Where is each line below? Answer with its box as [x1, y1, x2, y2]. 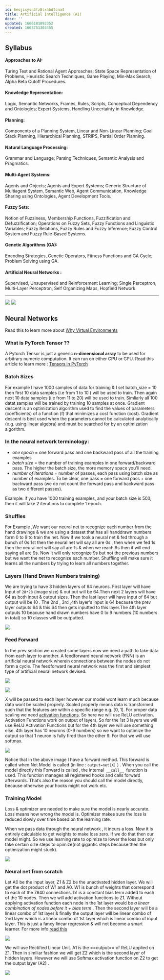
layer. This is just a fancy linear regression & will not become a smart [5, 921, 143, 927]
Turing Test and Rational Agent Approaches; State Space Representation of [5, 68, 157, 74]
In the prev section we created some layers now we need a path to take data [5, 647, 159, 653]
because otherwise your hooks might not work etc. [5, 783, 107, 788]
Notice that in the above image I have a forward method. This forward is [5, 757, 150, 762]
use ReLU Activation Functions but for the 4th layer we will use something [5, 722, 154, 728]
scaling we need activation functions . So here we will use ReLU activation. [5, 711, 155, 718]
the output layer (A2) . [5, 960, 49, 966]
